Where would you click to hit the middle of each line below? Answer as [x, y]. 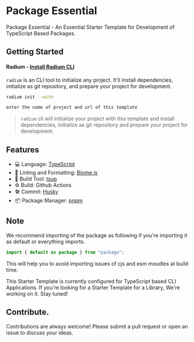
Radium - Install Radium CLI [40, 66]
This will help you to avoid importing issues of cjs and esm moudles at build [97, 263]
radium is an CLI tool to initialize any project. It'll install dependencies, [90, 80]
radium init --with [30, 97]
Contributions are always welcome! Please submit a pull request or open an [97, 326]
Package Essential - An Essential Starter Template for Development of [90, 27]
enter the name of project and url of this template [72, 108]
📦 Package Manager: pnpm [49, 200]
